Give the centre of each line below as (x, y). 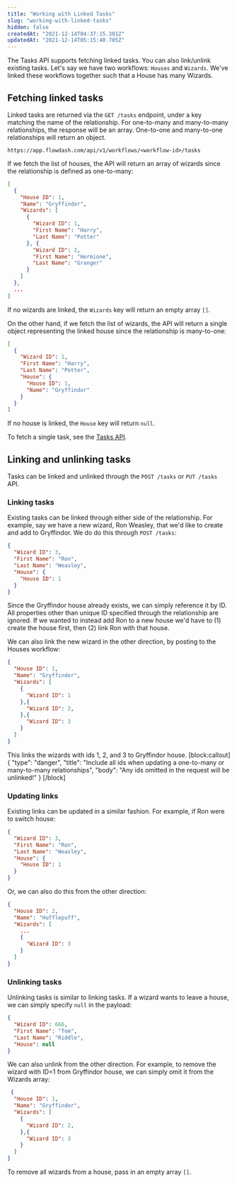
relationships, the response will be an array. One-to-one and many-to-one (115, 130)
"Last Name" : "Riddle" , (48, 1038)
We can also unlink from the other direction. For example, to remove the (112, 1065)
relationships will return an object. (57, 137)
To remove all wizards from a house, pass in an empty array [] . (99, 1172)
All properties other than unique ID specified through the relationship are (113, 613)
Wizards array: (29, 1080)
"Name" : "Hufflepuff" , (47, 918)
